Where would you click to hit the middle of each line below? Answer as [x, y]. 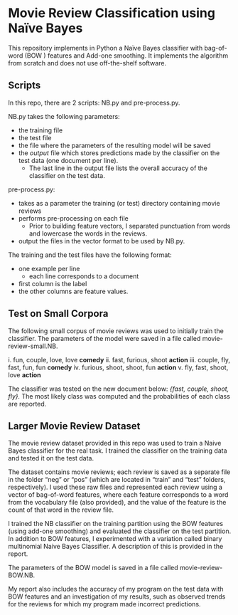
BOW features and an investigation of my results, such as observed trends [117, 596]
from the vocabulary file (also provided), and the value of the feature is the [117, 503]
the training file [40, 130]
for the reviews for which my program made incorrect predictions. [104, 604]
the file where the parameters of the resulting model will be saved [115, 145]
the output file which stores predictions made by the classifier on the [119, 153]
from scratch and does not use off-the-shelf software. [87, 63]
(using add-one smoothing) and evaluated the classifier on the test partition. [120, 531]
